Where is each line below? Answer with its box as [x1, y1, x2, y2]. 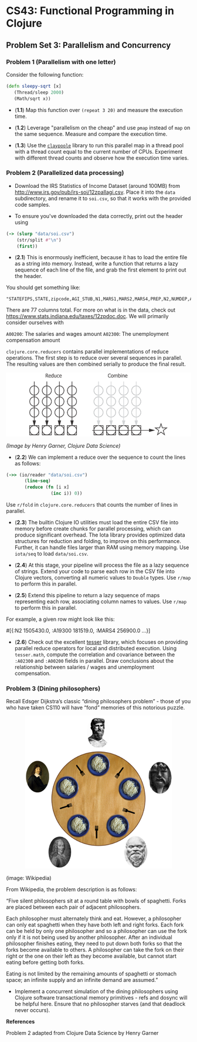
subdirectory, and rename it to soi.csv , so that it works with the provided [14, 194, 191, 201]
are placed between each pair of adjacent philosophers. [6, 904, 141, 911]
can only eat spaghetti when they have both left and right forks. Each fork [6, 921, 184, 928]
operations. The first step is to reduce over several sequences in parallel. [6, 355, 183, 362]
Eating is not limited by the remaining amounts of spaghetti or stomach [6, 970, 177, 977]
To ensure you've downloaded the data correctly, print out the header [14, 212, 183, 219]
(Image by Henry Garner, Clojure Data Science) [6, 442, 121, 449]
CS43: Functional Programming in [6, 4, 175, 18]
